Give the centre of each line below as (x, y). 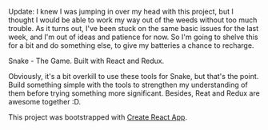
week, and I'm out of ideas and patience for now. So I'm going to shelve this (133, 37)
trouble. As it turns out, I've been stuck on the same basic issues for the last (134, 28)
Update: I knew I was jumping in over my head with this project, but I (121, 12)
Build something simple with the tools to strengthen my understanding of (128, 85)
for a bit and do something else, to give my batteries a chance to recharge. (131, 45)
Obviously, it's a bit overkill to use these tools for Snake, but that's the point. (134, 76)
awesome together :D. (45, 102)
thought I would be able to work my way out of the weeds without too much (133, 20)
